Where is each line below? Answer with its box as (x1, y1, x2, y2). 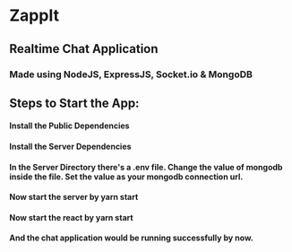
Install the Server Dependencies (9, 141, 132, 152)
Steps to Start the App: (9, 95, 140, 110)
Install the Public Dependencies (9, 120, 130, 131)
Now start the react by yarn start (9, 212, 133, 222)
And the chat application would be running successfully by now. (9, 232, 253, 243)
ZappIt (9, 5, 60, 26)
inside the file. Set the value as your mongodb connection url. (9, 171, 244, 182)
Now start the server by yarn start (9, 192, 139, 203)
